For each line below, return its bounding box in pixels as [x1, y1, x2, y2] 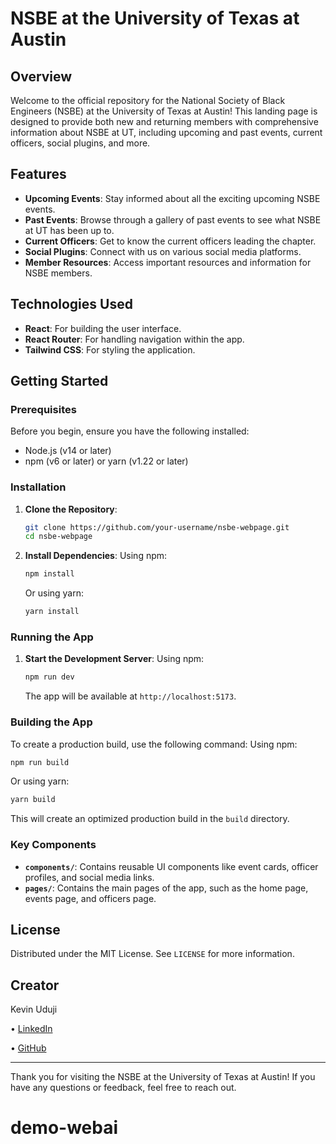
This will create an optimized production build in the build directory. [10, 813, 290, 825]
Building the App [10, 715, 93, 729]
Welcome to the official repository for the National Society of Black [10, 95, 286, 106]
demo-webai [10, 1117, 119, 1139]
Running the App [10, 630, 94, 644]
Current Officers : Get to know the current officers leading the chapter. [24, 235, 317, 247]
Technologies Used [10, 296, 133, 313]
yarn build [10, 795, 56, 805]
